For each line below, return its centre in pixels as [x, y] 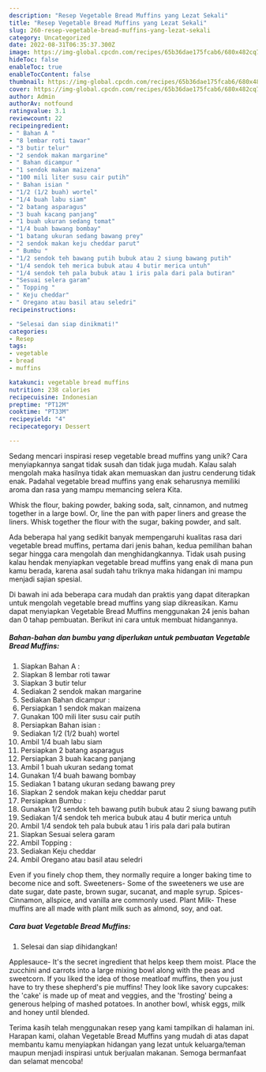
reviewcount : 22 [36, 119]
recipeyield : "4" [37, 419]
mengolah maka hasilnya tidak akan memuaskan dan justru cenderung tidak [132, 472]
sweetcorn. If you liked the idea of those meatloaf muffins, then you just [126, 979]
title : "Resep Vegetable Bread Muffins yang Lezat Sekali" [108, 23]
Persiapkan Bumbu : [53, 801]
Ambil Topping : [46, 843]
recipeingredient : [39, 126]
